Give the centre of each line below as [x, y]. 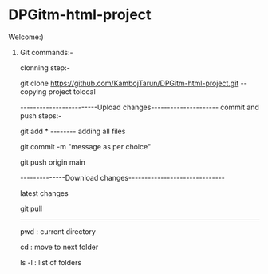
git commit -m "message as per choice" [85, 146]
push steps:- [41, 115]
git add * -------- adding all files [73, 131]
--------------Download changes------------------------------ [122, 177]
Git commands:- [46, 52]
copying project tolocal [57, 91]
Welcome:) [26, 37]
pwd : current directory [57, 231]
